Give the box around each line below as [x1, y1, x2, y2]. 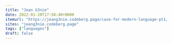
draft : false [5, 31, 33, 36]
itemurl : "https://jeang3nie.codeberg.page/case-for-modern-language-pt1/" [5, 17, 170, 22]
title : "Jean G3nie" [5, 7, 50, 13]
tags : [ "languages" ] [5, 26, 50, 31]
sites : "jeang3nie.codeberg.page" [5, 21, 79, 27]
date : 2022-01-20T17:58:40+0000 [5, 12, 74, 17]
